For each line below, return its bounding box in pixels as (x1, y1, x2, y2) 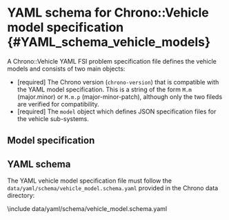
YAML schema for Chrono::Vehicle (7, 5, 209, 21)
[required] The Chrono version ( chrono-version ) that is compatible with (17, 77, 219, 86)
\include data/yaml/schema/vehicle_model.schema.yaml (7, 205, 168, 213)
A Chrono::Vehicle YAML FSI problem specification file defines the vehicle (7, 57, 217, 65)
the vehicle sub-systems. (17, 114, 90, 122)
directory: (7, 192, 35, 200)
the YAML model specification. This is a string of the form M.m (17, 85, 192, 93)
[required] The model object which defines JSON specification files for (17, 107, 217, 116)
